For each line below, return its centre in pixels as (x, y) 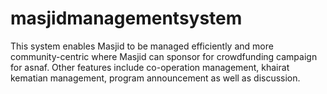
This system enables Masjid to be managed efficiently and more (142, 46)
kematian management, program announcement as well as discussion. (155, 78)
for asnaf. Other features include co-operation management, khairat (150, 67)
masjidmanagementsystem (126, 18)
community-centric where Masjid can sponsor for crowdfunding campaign (164, 56)
